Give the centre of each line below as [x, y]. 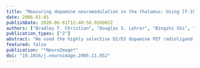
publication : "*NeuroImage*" [42, 50]
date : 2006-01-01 [28, 17]
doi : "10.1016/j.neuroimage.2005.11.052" [58, 56]
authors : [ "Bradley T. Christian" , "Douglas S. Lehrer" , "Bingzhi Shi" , [98, 28]
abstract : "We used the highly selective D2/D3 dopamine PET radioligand [100, 39]
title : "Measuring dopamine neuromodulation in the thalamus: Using [93, 12]
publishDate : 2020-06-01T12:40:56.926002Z [60, 22]
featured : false [26, 45]
